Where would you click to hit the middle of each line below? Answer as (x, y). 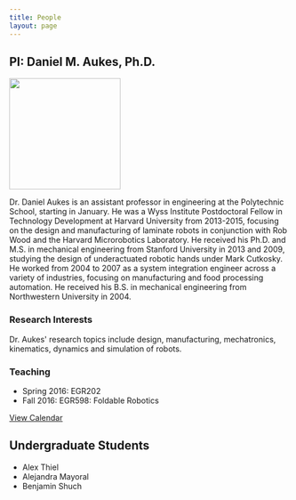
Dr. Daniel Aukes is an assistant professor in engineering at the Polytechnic (147, 202)
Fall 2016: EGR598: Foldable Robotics (91, 400)
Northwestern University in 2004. (70, 297)
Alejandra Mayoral (55, 476)
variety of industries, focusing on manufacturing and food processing (136, 278)
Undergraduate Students (80, 446)
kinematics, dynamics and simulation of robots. (96, 349)
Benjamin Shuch (52, 486)
